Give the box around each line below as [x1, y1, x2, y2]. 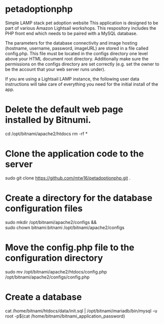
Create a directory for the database [5, 192, 153, 204]
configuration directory [5, 252, 103, 264]
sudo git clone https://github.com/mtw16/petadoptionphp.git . [5, 175, 131, 181]
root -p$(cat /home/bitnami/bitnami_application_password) [5, 313, 125, 319]
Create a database [5, 291, 82, 303]
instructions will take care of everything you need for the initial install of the [5, 81, 159, 87]
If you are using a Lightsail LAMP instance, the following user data [5, 76, 140, 82]
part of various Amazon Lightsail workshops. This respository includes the [5, 25, 157, 31]
